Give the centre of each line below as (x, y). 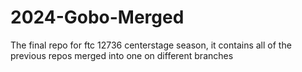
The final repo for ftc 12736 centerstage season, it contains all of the (151, 45)
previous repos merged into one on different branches (122, 55)
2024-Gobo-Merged (97, 17)
